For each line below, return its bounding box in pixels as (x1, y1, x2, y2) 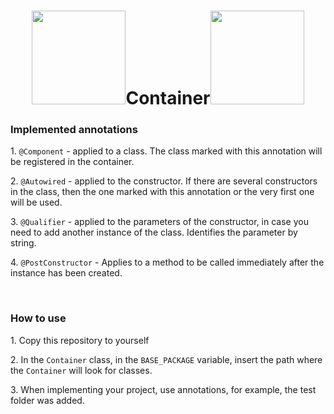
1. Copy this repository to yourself (10, 334, 150, 346)
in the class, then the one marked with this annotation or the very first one (10, 186, 315, 198)
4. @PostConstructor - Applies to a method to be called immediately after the (10, 256, 325, 269)
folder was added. (10, 394, 85, 406)
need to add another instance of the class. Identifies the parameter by (10, 226, 298, 239)
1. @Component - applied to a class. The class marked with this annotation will (10, 145, 323, 157)
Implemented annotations (10, 123, 138, 137)
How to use (10, 311, 67, 325)
